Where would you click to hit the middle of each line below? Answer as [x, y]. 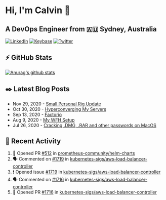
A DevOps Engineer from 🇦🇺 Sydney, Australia [81, 29]
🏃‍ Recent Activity [33, 141]
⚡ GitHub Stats [29, 58]
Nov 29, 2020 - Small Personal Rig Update [57, 104]
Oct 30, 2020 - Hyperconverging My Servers [59, 109]
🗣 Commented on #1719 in [41, 159]
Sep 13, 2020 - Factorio [37, 114]
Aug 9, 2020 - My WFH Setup [44, 120]
